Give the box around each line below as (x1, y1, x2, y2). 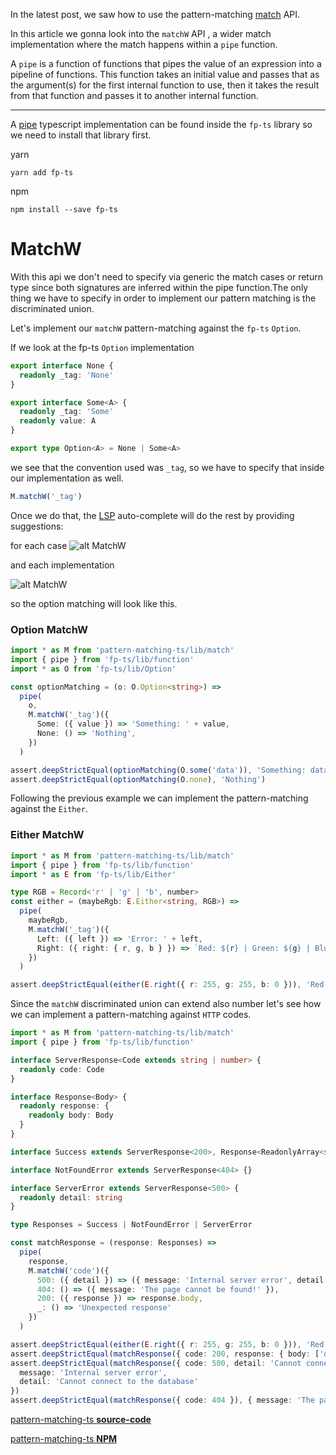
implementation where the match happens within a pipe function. (10, 39, 278, 50)
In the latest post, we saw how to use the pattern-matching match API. (10, 9, 301, 20)
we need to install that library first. (10, 129, 152, 141)
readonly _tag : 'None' (19, 370, 114, 380)
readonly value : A (19, 416, 97, 426)
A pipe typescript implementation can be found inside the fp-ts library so (10, 119, 313, 130)
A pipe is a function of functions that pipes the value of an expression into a (10, 58, 322, 69)
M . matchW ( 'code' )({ (28, 1265, 110, 1276)
